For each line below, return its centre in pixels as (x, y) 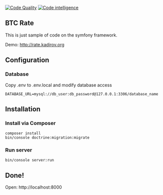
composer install (23, 133)
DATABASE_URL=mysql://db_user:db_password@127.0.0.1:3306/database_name (82, 94)
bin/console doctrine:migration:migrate (48, 138)
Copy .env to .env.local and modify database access (59, 85)
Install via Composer (30, 123)
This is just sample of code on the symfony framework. (61, 35)
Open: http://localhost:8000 (33, 187)
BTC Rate (20, 23)
